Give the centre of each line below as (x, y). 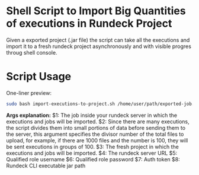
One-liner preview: (29, 93)
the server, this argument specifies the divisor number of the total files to (95, 134)
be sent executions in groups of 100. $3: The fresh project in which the (92, 147)
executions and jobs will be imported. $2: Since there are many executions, (98, 121)
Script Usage (39, 77)
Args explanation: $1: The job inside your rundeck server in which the (92, 115)
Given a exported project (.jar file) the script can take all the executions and (98, 40)
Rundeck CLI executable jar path (46, 166)
